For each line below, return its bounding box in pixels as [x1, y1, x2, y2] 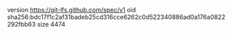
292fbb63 [7, 20, 36, 28]
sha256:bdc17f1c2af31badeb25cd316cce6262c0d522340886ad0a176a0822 [7, 13, 226, 21]
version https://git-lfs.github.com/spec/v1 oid [7, 6, 136, 14]
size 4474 [37, 20, 66, 28]
